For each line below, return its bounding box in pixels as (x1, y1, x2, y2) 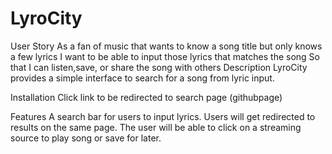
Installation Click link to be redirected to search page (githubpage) (10, 91, 283, 103)
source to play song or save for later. (10, 132, 162, 144)
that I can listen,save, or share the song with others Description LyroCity (10, 61, 308, 73)
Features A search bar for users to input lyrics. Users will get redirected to (10, 110, 316, 122)
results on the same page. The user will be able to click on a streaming (10, 121, 302, 133)
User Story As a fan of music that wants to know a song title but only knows (10, 40, 323, 52)
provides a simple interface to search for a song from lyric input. (10, 72, 275, 84)
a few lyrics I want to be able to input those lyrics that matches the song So (10, 50, 320, 62)
